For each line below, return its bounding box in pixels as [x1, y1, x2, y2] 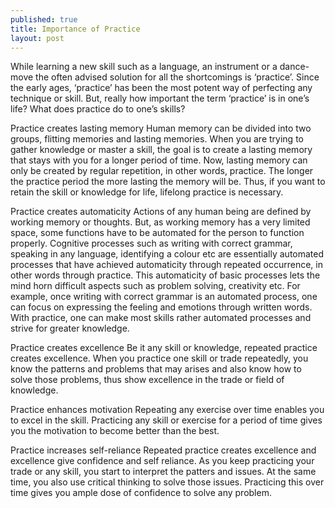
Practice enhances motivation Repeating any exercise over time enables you [10, 404, 325, 416]
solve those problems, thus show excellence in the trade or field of [10, 374, 285, 386]
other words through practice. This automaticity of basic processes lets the [10, 269, 321, 281]
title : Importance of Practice [10, 24, 141, 34]
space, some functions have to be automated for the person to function [10, 227, 305, 239]
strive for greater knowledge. [10, 322, 130, 335]
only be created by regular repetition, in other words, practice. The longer [10, 165, 314, 177]
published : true [10, 14, 78, 25]
